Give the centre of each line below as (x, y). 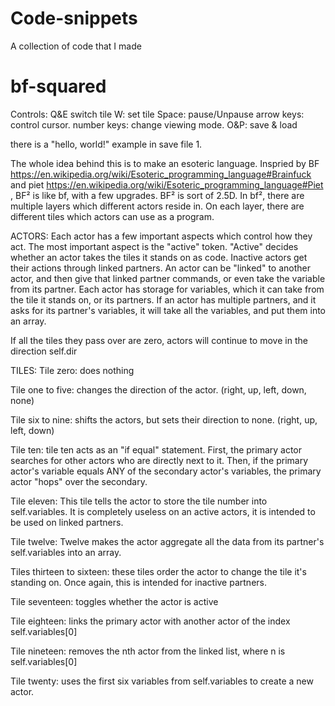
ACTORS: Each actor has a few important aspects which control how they (161, 236)
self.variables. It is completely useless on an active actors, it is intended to (163, 511)
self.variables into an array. (66, 552)
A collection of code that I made (76, 46)
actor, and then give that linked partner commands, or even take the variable (168, 278)
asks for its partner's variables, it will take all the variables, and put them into (168, 310)
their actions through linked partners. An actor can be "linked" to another (160, 268)
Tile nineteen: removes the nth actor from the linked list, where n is (148, 651)
